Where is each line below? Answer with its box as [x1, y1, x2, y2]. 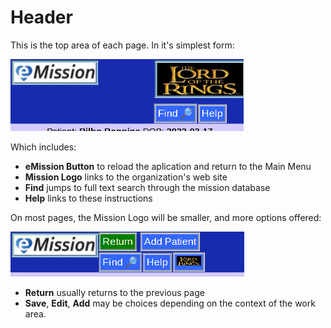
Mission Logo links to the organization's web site [24, 171, 228, 183]
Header [10, 6, 73, 29]
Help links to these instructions [24, 192, 153, 204]
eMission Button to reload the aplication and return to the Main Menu [24, 160, 312, 172]
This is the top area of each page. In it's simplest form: [10, 39, 235, 51]
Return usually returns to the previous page [24, 286, 205, 298]
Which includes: [10, 141, 77, 153]
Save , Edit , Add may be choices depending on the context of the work [24, 297, 316, 309]
